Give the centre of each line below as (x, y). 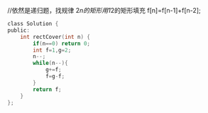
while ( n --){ (51, 63)
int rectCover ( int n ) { (55, 37)
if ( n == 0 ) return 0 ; (62, 43)
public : (19, 30)
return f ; (47, 89)
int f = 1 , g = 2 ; (52, 50)
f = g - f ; (55, 76)
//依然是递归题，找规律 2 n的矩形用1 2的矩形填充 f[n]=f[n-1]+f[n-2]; (104, 10)
